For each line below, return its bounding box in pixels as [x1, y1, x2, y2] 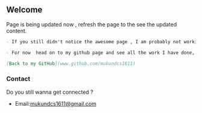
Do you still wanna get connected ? [6, 88, 94, 96]
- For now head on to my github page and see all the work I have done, [6, 49, 195, 56]
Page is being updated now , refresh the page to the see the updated [6, 20, 177, 28]
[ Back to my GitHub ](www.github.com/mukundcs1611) [6, 60, 136, 67]
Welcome [6, 5, 43, 15]
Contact [6, 75, 31, 83]
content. [6, 27, 27, 34]
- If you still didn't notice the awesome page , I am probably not [6, 38, 182, 44]
